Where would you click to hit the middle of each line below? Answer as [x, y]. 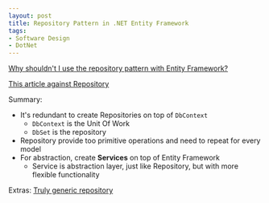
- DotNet [23, 46]
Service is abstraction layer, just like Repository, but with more [135, 166]
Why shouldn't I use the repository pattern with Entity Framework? [118, 68]
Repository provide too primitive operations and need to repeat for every [140, 140]
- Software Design [39, 38]
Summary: [25, 99]
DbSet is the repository [69, 132]
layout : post [30, 16]
